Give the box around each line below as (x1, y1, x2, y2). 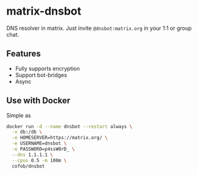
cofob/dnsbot (12, 163, 45, 169)
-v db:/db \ (12, 129, 43, 135)
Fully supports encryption (15, 65, 80, 72)
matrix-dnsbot (6, 4, 81, 18)
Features (6, 49, 41, 59)
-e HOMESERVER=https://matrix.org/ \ (12, 135, 108, 141)
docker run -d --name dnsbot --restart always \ (6, 123, 133, 129)
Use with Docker (6, 96, 71, 106)
